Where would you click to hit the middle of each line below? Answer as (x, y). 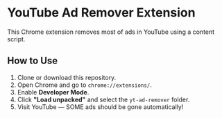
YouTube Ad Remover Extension (101, 13)
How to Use (33, 61)
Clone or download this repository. (67, 77)
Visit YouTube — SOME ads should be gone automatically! (100, 107)
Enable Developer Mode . (53, 92)
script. (16, 39)
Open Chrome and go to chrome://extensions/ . (85, 85)
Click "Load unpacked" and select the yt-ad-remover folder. (103, 99)
